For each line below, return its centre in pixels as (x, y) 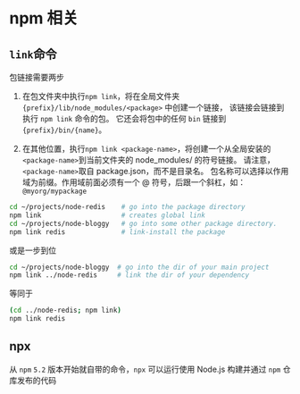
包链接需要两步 (37, 77)
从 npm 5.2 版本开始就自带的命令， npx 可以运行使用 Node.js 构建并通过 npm (145, 369)
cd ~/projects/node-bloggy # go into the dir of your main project (139, 267)
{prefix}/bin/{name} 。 (64, 130)
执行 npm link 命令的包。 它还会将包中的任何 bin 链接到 (124, 118)
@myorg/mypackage (54, 191)
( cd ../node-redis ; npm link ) (66, 310)
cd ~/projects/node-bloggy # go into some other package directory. (143, 223)
